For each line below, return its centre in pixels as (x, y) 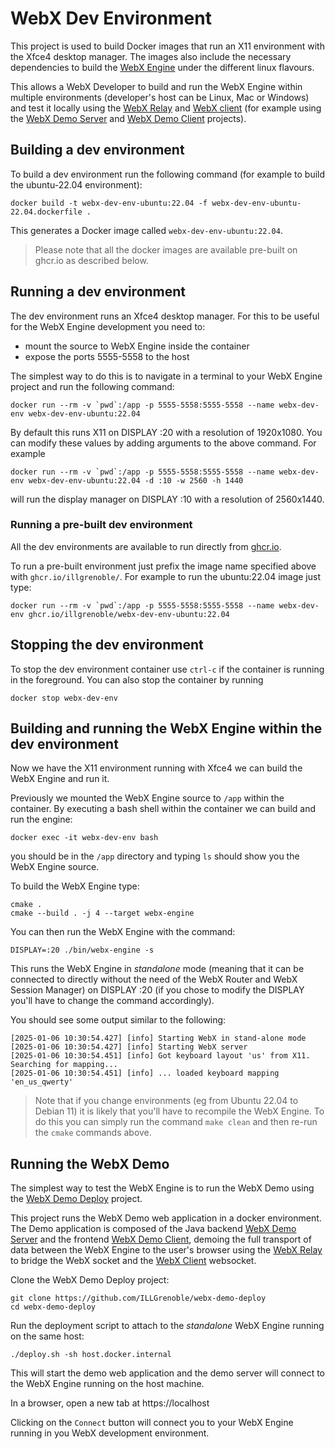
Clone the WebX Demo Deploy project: (90, 1280)
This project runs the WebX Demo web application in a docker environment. (166, 1218)
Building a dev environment (97, 150)
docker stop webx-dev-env (64, 698)
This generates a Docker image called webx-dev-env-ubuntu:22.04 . (146, 230)
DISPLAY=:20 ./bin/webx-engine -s (82, 950)
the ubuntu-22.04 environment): (76, 184)
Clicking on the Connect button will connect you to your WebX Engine (152, 1423)
